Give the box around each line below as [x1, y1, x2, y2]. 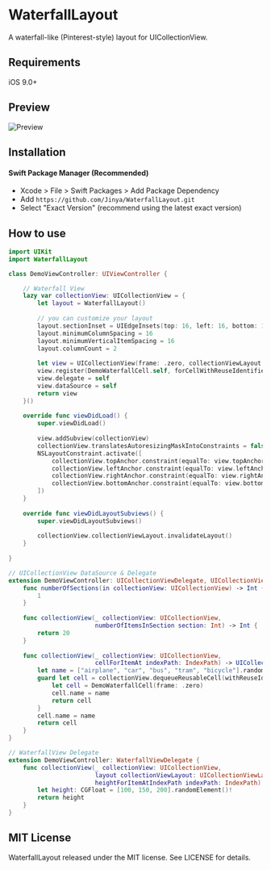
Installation [8, 145, 66, 159]
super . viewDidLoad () [37, 420, 106, 428]
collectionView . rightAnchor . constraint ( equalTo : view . [51, 472, 240, 480]
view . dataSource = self [37, 382, 117, 390]
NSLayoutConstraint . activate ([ [37, 450, 143, 458]
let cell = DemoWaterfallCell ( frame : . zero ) [51, 682, 204, 690]
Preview [8, 101, 51, 115]
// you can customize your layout [37, 315, 153, 323]
